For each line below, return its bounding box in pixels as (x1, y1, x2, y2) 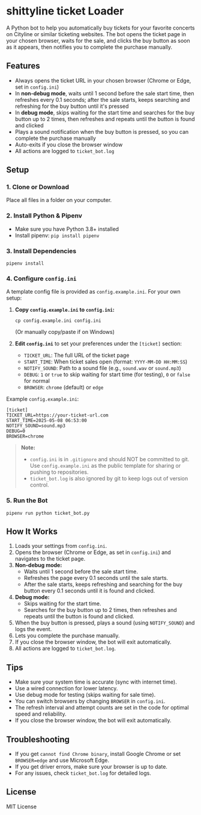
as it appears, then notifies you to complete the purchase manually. (6, 43, 173, 51)
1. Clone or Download (6, 183, 69, 191)
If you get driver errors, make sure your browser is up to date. (14, 763, 168, 770)
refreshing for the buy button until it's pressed (14, 102, 129, 110)
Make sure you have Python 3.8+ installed (14, 225, 119, 233)
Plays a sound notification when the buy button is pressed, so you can (14, 128, 189, 135)
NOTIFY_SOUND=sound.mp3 (6, 423, 66, 429)
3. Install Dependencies (6, 247, 77, 255)
